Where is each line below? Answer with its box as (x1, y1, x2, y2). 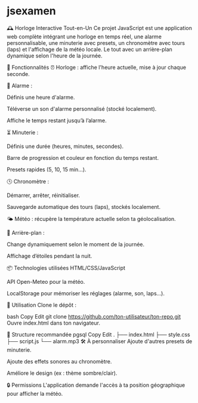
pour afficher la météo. (7, 390, 63, 397)
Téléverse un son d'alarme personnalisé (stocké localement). (7, 105, 157, 112)
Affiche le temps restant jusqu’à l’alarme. (7, 117, 107, 124)
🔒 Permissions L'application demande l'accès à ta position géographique (7, 381, 185, 389)
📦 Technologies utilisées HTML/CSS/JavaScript (7, 264, 126, 271)
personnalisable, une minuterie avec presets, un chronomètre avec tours (7, 39, 185, 46)
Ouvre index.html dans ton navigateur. (7, 319, 101, 326)
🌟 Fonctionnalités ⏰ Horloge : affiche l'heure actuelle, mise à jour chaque (7, 63, 187, 71)
